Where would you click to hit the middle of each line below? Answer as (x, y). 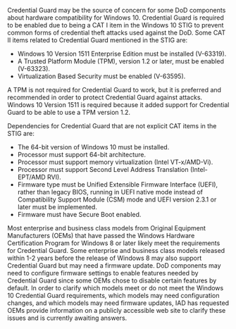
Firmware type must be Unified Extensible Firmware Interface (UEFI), (118, 185)
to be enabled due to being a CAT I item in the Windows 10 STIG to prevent (116, 25)
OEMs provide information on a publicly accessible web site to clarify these (117, 310)
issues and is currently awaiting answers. (67, 318)
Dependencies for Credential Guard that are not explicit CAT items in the (112, 126)
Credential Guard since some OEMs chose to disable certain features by (112, 280)
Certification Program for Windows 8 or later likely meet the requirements (114, 243)
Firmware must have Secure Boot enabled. (79, 215)
